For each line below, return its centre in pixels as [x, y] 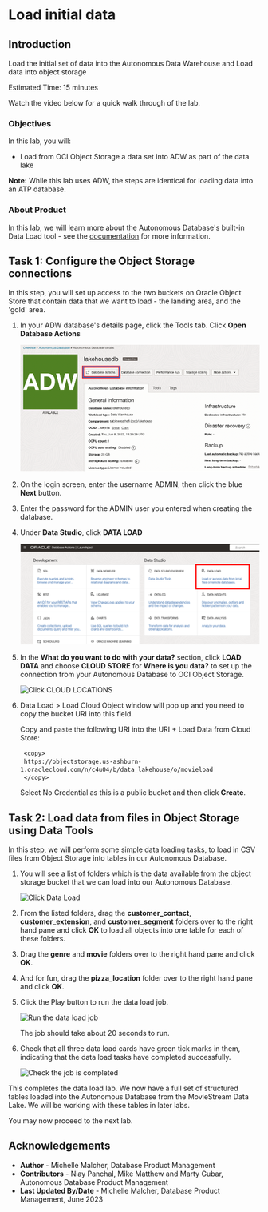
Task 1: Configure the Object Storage [102, 261]
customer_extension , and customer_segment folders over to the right [136, 921]
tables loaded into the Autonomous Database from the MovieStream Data [129, 1097]
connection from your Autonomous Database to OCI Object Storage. [132, 675]
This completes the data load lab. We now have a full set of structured [124, 1088]
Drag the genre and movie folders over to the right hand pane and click [137, 954]
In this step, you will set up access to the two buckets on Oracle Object [125, 293]
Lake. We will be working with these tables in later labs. [99, 1105]
